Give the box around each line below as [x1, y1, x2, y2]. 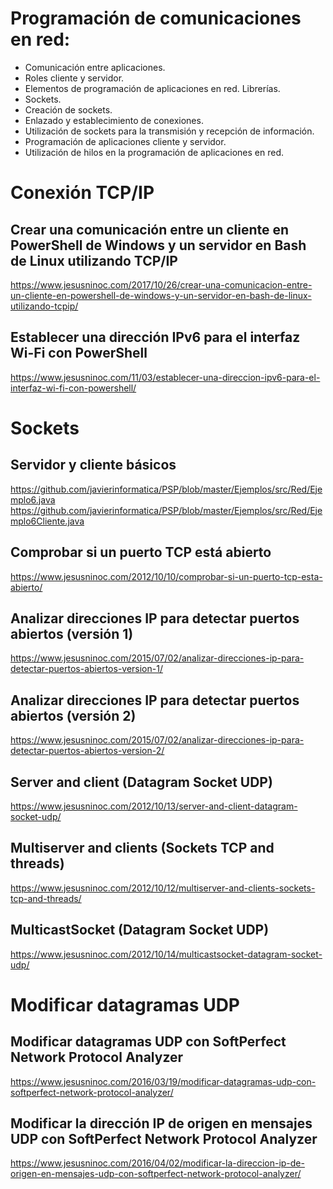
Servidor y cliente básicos [10, 457, 177, 474]
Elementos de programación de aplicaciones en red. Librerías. [24, 82, 281, 94]
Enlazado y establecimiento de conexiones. [24, 114, 204, 126]
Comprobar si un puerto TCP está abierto [10, 544, 272, 561]
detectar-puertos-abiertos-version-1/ [10, 663, 163, 675]
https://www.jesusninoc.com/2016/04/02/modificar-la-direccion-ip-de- [10, 1157, 305, 1169]
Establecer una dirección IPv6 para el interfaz [10, 329, 301, 346]
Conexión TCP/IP [10, 182, 155, 204]
